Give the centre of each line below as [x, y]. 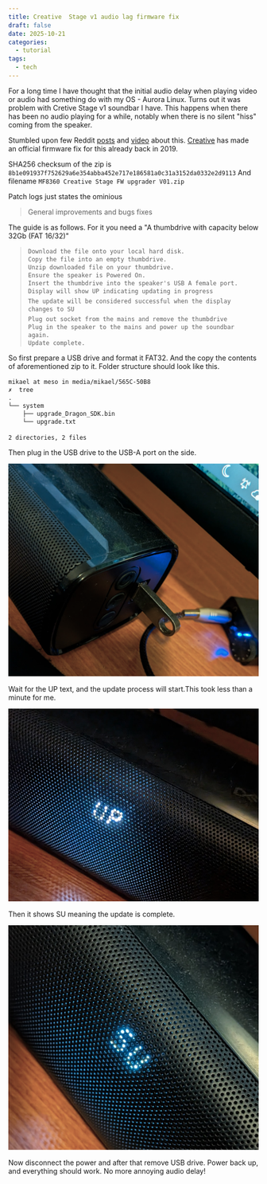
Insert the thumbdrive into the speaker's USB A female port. [133, 283]
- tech [26, 68]
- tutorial [33, 51]
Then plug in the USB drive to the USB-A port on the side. [103, 452]
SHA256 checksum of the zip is [60, 164]
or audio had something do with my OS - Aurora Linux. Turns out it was [124, 99]
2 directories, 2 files [48, 437]
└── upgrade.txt [50, 421]
